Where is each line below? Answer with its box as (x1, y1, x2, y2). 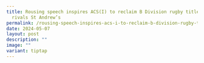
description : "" (6, 37, 47, 43)
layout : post (6, 31, 39, 37)
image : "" (6, 43, 32, 49)
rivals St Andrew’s (12, 14, 61, 20)
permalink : (6, 20, 34, 26)
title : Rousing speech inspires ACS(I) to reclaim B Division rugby (6, 8, 183, 15)
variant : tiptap (6, 48, 47, 54)
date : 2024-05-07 (6, 25, 50, 32)
